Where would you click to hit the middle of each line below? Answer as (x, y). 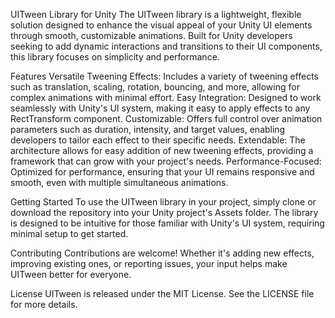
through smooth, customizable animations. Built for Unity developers (151, 35)
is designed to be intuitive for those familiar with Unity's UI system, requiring (167, 223)
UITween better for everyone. (71, 274)
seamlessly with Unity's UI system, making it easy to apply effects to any (160, 108)
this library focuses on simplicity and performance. (115, 57)
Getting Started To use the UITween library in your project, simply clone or (163, 202)
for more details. (44, 304)
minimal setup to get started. (69, 233)
